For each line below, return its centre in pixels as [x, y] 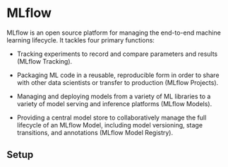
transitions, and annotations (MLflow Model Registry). [95, 132]
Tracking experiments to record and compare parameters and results [117, 54]
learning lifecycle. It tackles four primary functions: [80, 40]
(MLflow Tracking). [44, 61]
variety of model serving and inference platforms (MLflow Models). [114, 103]
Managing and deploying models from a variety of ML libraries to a [114, 96]
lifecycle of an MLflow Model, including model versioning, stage [109, 125]
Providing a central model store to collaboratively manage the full [112, 117]
